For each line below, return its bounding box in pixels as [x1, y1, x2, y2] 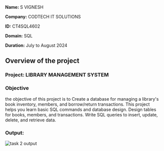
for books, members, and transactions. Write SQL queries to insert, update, [5, 112, 158, 117]
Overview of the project [5, 57, 80, 65]
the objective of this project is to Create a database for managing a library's [5, 96, 159, 102]
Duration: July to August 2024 [5, 42, 68, 48]
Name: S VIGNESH [5, 4, 43, 10]
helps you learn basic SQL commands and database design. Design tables [5, 106, 157, 113]
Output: [5, 129, 24, 136]
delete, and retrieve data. [5, 117, 56, 123]
